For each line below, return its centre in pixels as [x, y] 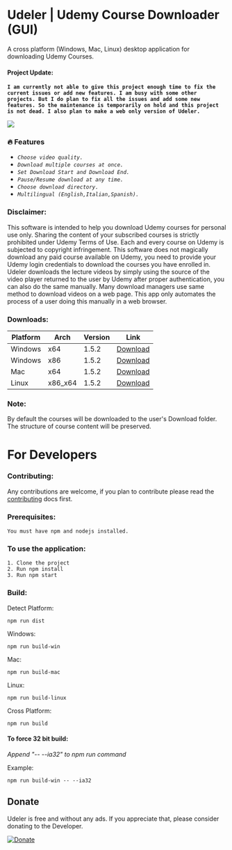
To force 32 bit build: [38, 739]
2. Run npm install [35, 569]
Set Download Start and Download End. [73, 173]
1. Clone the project [39, 563]
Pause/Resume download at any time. [70, 180]
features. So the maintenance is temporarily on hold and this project [113, 105]
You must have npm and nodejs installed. [68, 532]
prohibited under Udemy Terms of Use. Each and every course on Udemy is [116, 242]
